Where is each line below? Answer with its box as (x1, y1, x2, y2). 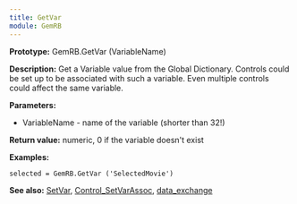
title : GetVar (9, 13, 63, 22)
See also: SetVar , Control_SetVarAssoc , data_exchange (9, 184, 213, 195)
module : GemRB (9, 21, 63, 30)
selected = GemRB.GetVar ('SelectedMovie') (9, 169, 174, 178)
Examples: (9, 151, 49, 162)
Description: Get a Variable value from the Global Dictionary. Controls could (9, 64, 290, 74)
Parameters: (9, 99, 56, 110)
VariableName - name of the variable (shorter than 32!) (21, 117, 225, 128)
